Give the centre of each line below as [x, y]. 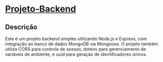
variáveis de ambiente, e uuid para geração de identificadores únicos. [76, 54]
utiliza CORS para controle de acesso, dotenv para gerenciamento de [76, 49]
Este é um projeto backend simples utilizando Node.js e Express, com [76, 39]
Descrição [21, 27]
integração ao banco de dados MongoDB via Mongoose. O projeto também [81, 44]
